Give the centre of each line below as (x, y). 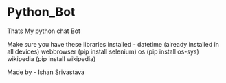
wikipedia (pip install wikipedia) (52, 58)
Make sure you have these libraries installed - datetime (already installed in (113, 44)
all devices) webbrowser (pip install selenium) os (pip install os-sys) (103, 51)
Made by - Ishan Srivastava (46, 72)
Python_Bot (41, 12)
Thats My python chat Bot (44, 31)
